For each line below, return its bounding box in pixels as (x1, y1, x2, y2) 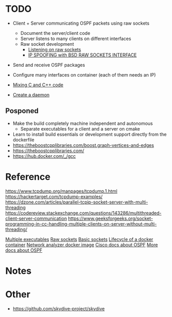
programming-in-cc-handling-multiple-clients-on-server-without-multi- (5, 220, 157, 227)
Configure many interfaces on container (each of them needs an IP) (12, 71, 156, 78)
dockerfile (12, 137, 34, 143)
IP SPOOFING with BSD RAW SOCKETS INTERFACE (28, 52, 137, 58)
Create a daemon (12, 91, 50, 98)
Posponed (5, 106, 39, 116)
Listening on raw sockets (28, 46, 81, 52)
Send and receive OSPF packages (12, 62, 85, 68)
